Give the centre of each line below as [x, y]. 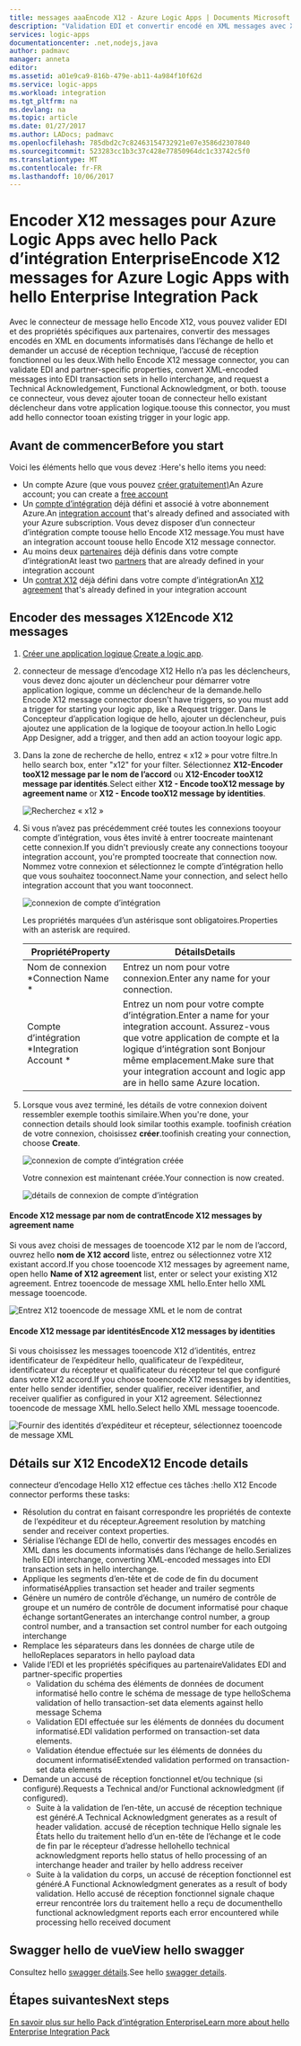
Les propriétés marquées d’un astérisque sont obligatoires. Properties [150, 920]
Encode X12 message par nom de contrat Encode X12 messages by [136, 1216]
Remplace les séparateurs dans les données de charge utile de [138, 1645]
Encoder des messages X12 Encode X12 [122, 617]
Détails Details [205, 951]
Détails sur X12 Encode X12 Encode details [129, 1464]
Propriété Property [70, 951]
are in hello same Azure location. [191, 1082]
